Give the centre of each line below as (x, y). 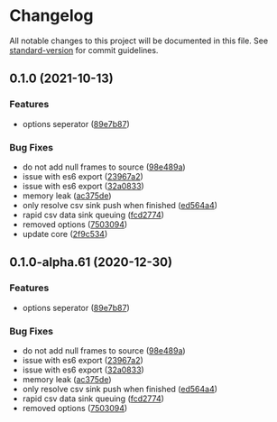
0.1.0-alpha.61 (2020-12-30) (91, 262)
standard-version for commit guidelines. (84, 50)
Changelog (51, 16)
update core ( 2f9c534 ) (65, 234)
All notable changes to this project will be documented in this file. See (139, 41)
